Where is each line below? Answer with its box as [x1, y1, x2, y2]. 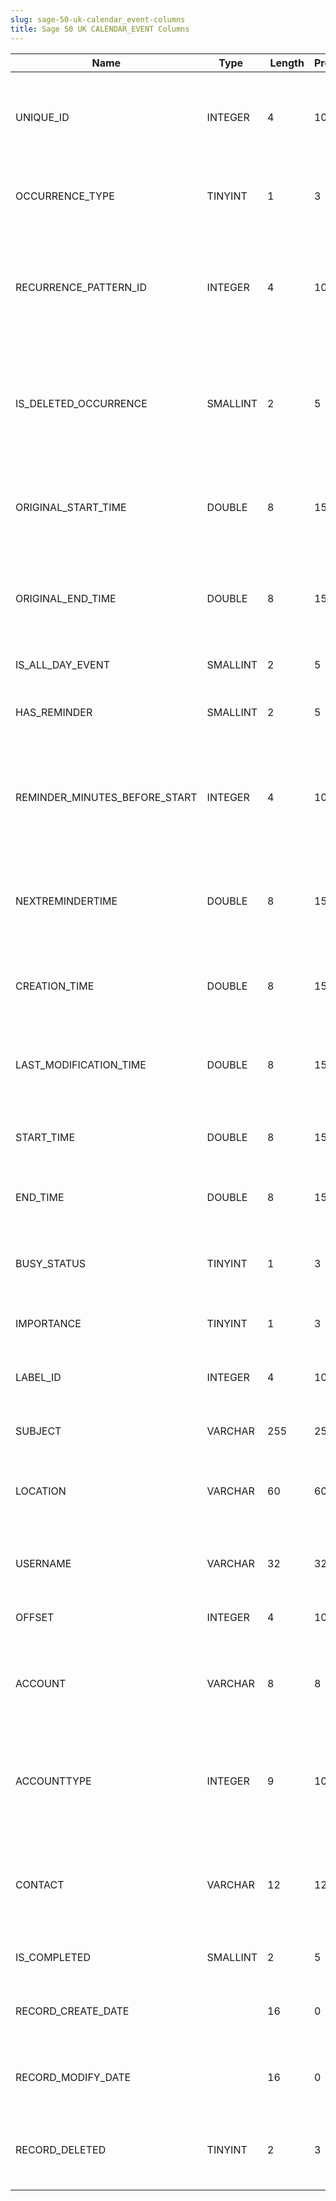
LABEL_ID [15, 1370, 62, 1384]
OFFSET [15, 1610, 55, 1624]
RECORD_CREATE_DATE [15, 2004, 130, 2018]
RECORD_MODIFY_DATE [15, 2070, 132, 2084]
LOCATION [15, 1484, 67, 1498]
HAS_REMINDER [15, 705, 93, 719]
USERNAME [15, 1556, 72, 1570]
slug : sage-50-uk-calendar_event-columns [10, 14, 186, 25]
